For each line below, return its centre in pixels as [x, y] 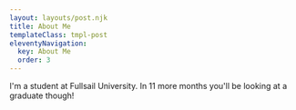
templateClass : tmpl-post [58, 35]
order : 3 [34, 60]
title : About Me [40, 26]
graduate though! [42, 95]
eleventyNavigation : [49, 43]
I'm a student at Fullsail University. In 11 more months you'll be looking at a [148, 86]
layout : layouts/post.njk [58, 18]
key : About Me [44, 52]
